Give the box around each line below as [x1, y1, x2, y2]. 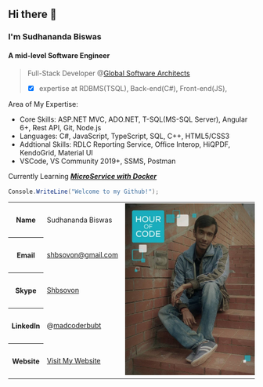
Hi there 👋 [8, 8, 57, 21]
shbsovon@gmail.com [46, 250, 119, 260]
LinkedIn [11, 321, 41, 330]
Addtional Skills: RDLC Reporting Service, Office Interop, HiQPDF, [19, 139, 231, 149]
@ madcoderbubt [46, 321, 102, 330]
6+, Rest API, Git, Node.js [19, 122, 102, 132]
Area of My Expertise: [8, 99, 78, 108]
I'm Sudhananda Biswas [8, 31, 102, 42]
